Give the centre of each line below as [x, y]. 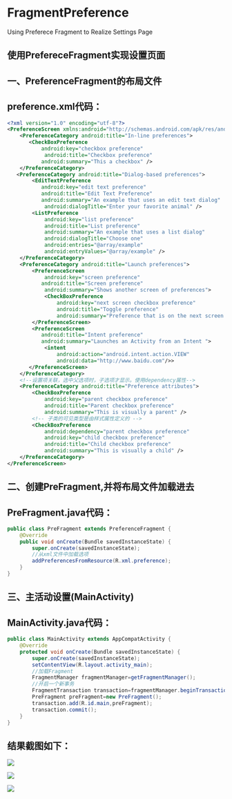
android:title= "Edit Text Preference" [97, 194]
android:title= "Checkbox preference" [98, 155]
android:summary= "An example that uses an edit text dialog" [131, 200]
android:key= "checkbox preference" [92, 149]
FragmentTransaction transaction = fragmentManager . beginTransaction [131, 690]
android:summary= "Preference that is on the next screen [140, 316]
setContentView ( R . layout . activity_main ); [93, 665]
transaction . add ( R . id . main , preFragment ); [93, 703]
